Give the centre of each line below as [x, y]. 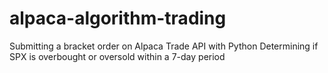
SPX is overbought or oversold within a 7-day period [117, 56]
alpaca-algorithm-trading [118, 18]
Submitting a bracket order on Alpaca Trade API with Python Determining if [164, 46]
